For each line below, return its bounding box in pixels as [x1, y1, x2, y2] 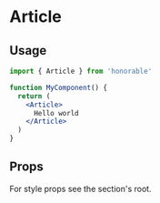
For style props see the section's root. [9, 183, 152, 194]
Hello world [33, 108, 79, 117]
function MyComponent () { [9, 83, 107, 92]
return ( [17, 91, 51, 101]
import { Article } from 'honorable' [9, 66, 153, 76]
